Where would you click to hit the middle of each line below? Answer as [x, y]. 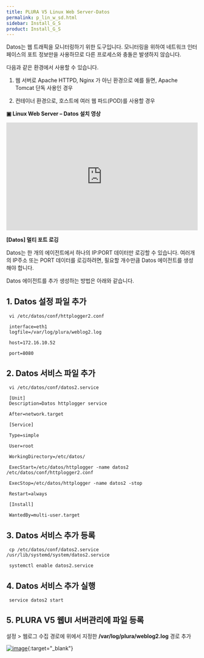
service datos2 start [36, 600]
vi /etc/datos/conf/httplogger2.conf [56, 316]
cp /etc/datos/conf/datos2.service [54, 550]
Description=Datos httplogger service [58, 404]
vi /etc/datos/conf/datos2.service [54, 388]
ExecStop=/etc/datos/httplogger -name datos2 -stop [76, 484]
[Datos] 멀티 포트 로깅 [32, 239]
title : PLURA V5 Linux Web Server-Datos [58, 12]
